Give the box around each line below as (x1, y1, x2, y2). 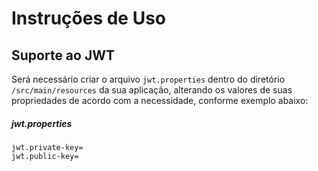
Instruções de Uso (11, 7, 167, 30)
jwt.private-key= (11, 142, 84, 152)
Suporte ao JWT (11, 47, 115, 64)
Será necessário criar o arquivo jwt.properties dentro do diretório (11, 73, 286, 85)
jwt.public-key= (11, 151, 79, 161)
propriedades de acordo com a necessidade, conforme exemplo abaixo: (11, 95, 309, 106)
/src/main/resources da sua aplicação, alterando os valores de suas (11, 84, 293, 96)
